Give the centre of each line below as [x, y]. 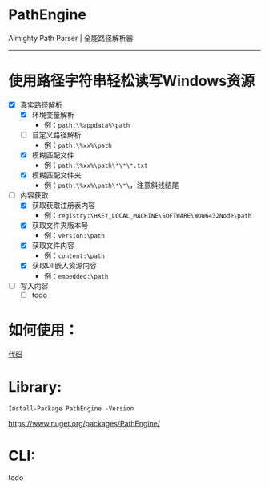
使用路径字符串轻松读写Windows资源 [131, 81]
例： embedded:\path [76, 275]
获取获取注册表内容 [64, 206]
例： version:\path [74, 235]
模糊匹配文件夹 [56, 175]
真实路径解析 [41, 104]
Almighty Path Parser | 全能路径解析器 [71, 38]
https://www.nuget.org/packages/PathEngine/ [84, 423]
